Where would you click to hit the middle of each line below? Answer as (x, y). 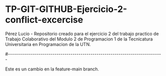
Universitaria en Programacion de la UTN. (48, 44)
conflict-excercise (44, 20)
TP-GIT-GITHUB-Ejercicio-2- (66, 9)
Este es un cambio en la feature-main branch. (52, 69)
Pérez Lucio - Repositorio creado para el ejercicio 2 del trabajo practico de (82, 33)
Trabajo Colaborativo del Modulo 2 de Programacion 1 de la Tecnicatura (79, 39)
